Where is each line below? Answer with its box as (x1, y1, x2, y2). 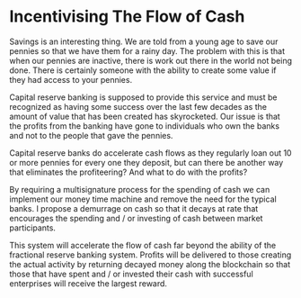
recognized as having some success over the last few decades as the (9, 101, 268, 112)
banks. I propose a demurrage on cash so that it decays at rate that (9, 203, 259, 213)
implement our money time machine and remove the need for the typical (9, 194, 277, 204)
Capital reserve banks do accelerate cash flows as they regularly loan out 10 (9, 147, 292, 158)
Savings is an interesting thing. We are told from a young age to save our (9, 36, 279, 47)
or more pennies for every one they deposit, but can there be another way (9, 157, 284, 167)
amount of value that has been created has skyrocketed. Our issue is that (9, 111, 280, 122)
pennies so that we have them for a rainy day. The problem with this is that (9, 45, 286, 56)
